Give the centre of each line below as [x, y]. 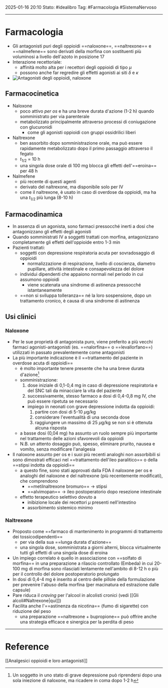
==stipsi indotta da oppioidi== [43, 465]
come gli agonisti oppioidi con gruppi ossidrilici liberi [81, 132]
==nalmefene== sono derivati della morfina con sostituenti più [77, 51]
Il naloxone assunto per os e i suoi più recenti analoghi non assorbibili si [86, 454]
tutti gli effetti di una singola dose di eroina [64, 552]
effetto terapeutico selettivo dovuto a [58, 497]
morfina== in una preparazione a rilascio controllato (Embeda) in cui [83, 563]
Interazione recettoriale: [37, 62]
